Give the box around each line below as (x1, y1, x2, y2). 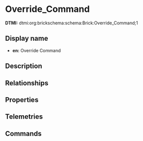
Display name (5, 34, 48, 43)
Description (5, 62, 42, 70)
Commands (5, 129, 42, 138)
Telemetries (5, 113, 43, 121)
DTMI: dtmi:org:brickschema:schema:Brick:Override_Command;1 (5, 20, 138, 26)
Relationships (5, 78, 49, 87)
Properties (5, 95, 39, 104)
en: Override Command (12, 47, 61, 53)
